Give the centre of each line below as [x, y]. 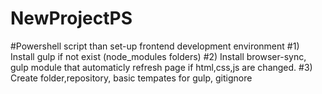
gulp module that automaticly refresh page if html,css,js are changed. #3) [161, 67]
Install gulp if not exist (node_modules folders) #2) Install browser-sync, [158, 56]
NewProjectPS [71, 18]
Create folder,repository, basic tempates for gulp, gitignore [131, 78]
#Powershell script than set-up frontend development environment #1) [155, 46]
